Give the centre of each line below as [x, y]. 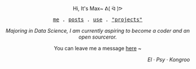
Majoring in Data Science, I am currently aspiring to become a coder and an [98, 31]
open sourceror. [98, 37]
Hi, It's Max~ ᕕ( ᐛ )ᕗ [98, 8]
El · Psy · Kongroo [169, 60]
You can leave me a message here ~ [98, 48]
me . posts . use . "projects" [98, 20]
